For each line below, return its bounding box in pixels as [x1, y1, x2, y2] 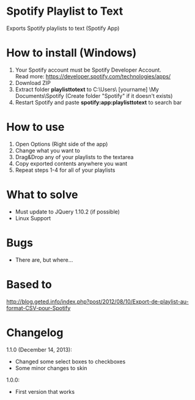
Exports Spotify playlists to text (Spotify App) [6, 24, 120, 32]
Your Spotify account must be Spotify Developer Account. [15, 66, 162, 73]
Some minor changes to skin [15, 364, 87, 371]
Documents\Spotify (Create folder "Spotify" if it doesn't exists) [15, 92, 173, 99]
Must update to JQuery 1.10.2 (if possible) [15, 208, 120, 215]
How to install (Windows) [6, 46, 137, 60]
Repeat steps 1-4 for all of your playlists [15, 166, 116, 174]
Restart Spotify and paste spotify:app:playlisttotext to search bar [15, 98, 182, 106]
